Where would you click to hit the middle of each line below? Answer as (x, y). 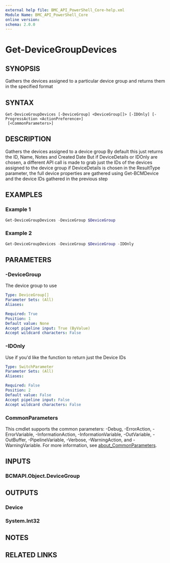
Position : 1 (18, 319)
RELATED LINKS (31, 555)
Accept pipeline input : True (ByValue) (48, 328)
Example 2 (19, 233)
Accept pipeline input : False (38, 400)
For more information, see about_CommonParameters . (100, 445)
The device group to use (31, 286)
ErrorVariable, (20, 434)
